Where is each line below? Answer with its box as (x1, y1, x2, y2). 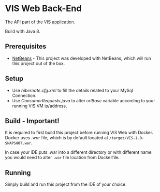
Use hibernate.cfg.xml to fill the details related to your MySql (12, 87, 133, 93)
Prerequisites (5, 42, 46, 51)
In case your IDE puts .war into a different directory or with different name (5, 149, 152, 155)
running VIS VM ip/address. (12, 103, 67, 109)
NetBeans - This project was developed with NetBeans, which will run (12, 55, 151, 61)
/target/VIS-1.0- (109, 136, 144, 141)
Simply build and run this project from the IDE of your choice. (5, 181, 127, 187)
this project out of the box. (12, 60, 65, 66)
